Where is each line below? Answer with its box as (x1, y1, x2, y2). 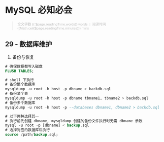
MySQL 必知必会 (5, 4, 72, 16)
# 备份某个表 (5, 91, 28, 96)
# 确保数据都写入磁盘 (5, 64, 43, 69)
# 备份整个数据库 (5, 82, 35, 87)
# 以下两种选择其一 (5, 114, 39, 119)
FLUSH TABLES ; (5, 69, 34, 73)
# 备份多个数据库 (5, 100, 35, 105)
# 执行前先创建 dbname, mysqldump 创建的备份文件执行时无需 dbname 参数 (5, 118, 143, 123)
